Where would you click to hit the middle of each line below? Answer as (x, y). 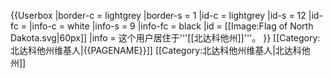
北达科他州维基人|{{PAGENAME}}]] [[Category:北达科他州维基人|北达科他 (160, 50)
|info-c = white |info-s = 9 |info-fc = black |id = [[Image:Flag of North (171, 26)
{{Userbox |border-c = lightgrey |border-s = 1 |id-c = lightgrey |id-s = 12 (158, 15)
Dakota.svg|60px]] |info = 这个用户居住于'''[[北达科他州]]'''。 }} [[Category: (165, 38)
